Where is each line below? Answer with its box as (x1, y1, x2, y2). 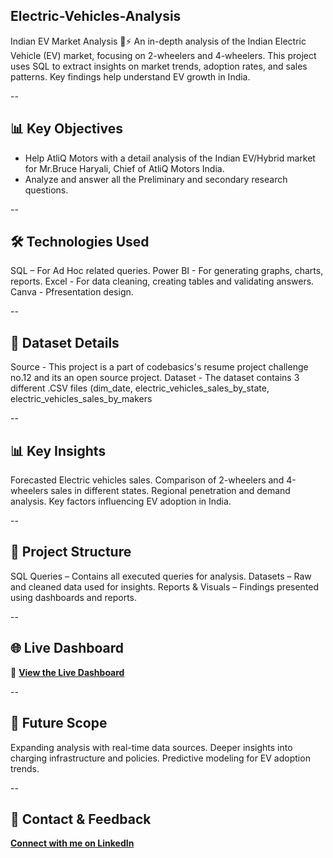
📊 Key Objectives (10, 120, 123, 138)
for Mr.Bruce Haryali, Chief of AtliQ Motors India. (24, 162, 225, 174)
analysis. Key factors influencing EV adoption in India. (10, 495, 232, 508)
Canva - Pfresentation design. (10, 286, 134, 298)
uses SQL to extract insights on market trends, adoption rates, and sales (10, 60, 308, 72)
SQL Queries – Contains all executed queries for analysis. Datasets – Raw (10, 570, 312, 582)
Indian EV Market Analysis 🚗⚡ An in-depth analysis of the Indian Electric (10, 35, 307, 47)
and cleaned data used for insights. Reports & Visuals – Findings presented (10, 580, 320, 593)
